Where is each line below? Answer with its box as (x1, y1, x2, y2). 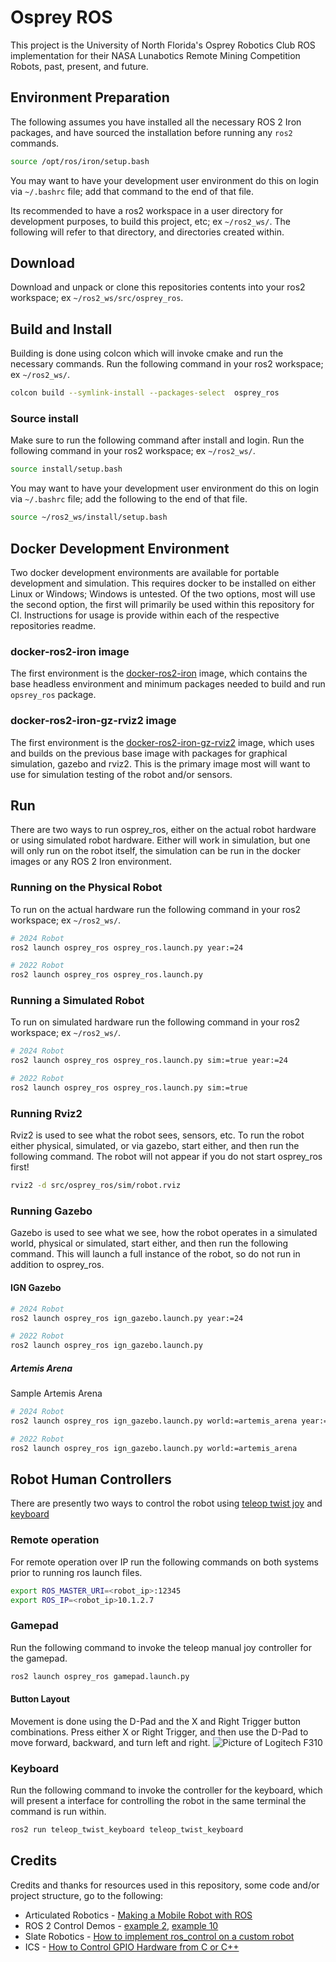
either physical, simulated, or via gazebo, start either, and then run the (10, 1140, 300, 1152)
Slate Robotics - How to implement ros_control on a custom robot (24, 1930, 295, 1942)
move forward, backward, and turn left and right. (10, 1736, 211, 1748)
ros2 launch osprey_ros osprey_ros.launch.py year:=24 (10, 942, 244, 953)
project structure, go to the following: (10, 1889, 164, 1901)
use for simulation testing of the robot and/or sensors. (10, 768, 233, 780)
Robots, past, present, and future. (10, 60, 149, 72)
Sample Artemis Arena (10, 1387, 103, 1400)
